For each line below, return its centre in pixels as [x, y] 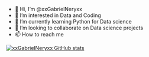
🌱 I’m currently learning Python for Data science [73, 21]
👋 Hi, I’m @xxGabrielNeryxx [48, 9]
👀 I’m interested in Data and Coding [58, 15]
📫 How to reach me [39, 34]
